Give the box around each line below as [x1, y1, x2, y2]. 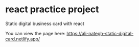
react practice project [5, 4, 99, 15]
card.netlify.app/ [5, 36, 40, 42]
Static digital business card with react [5, 20, 84, 27]
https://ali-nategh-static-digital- [66, 30, 134, 36]
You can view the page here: [5, 30, 65, 36]
